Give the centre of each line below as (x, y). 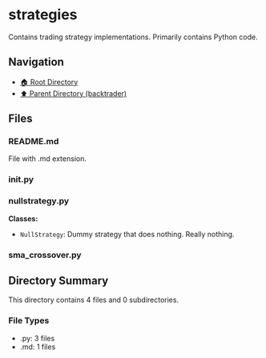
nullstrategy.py (39, 201)
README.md (34, 142)
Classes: (23, 219)
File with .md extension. (47, 159)
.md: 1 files (38, 347)
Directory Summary (58, 281)
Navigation (36, 62)
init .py (21, 179)
